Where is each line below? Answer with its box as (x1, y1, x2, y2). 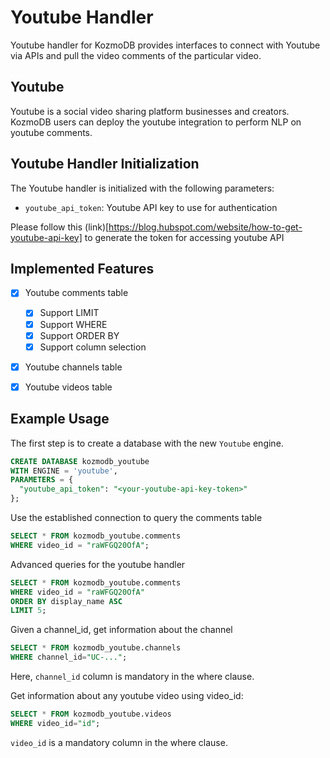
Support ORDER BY (39, 329, 120, 341)
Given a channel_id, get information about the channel (10, 624, 233, 636)
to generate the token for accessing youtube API (84, 231, 285, 243)
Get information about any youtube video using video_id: (10, 690, 244, 701)
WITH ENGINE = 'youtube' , (10, 466, 118, 476)
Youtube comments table (24, 287, 129, 299)
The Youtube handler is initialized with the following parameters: (10, 182, 275, 194)
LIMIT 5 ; (10, 606, 47, 616)
